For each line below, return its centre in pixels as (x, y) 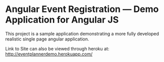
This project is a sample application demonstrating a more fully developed (82, 33)
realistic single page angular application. (47, 39)
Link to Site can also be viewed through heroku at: (57, 48)
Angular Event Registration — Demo (82, 9)
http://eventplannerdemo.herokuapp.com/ (49, 54)
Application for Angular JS (62, 20)
